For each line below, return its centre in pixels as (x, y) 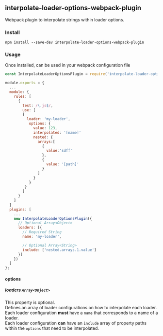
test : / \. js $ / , (38, 106)
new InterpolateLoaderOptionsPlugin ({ (53, 218)
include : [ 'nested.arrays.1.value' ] (59, 250)
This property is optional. (30, 302)
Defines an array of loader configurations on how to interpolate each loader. (81, 307)
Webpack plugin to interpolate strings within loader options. (65, 19)
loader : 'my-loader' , (48, 119)
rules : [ (23, 96)
